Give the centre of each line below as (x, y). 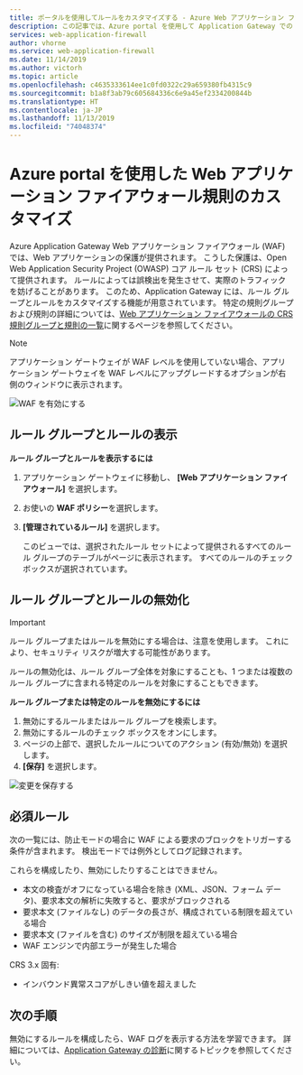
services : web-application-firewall (78, 34)
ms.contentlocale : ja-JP (56, 110)
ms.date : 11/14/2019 (48, 60)
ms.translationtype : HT (54, 102)
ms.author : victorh (46, 69)
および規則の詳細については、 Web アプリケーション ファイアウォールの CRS (151, 313)
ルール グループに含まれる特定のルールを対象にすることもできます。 (136, 682)
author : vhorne (38, 43)
